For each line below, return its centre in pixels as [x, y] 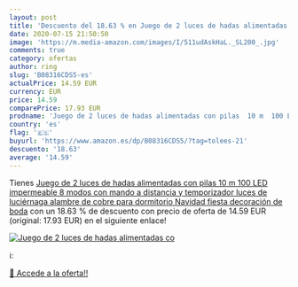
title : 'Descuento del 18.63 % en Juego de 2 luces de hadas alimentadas [149, 26]
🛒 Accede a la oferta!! [49, 273]
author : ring [33, 67]
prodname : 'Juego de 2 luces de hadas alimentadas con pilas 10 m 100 [146, 116]
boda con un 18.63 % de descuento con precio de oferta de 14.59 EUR [137, 211]
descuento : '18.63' [45, 149]
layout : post [33, 17]
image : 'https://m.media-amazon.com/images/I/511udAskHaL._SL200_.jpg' [144, 42]
